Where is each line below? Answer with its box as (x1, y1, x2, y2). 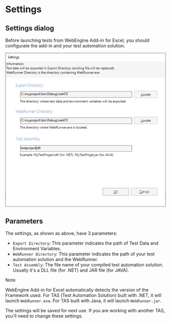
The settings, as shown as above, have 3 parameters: (5, 230, 118, 236)
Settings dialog (5, 24, 54, 33)
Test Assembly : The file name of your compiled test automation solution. (12, 261, 164, 268)
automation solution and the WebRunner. (12, 256, 98, 262)
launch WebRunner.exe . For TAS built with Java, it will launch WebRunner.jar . (5, 298, 162, 304)
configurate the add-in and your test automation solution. (5, 43, 126, 49)
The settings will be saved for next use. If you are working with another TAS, (5, 307, 165, 313)
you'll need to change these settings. (5, 313, 83, 319)
